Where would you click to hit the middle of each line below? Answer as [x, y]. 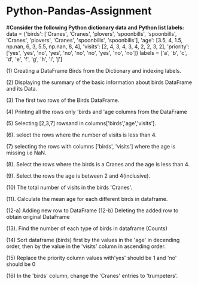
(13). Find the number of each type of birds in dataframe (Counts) [87, 228]
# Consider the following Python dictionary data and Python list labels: [95, 27]
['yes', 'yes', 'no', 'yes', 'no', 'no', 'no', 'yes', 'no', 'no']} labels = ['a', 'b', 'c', [97, 52]
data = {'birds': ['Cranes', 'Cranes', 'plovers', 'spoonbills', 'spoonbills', [92, 33]
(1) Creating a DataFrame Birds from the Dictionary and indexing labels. [94, 70]
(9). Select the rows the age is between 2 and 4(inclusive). [78, 176]
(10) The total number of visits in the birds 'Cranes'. [69, 187]
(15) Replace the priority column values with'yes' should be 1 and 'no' [92, 258]
